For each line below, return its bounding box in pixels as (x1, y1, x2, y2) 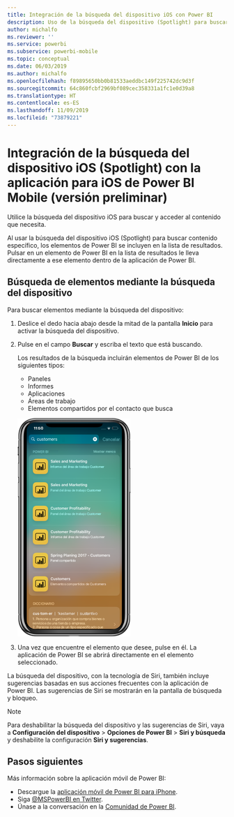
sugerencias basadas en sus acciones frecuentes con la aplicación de (7, 679, 209, 687)
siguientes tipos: (17, 361, 65, 369)
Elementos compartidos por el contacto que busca (27, 404, 173, 412)
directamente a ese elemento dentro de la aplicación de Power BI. (7, 255, 196, 264)
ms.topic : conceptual (7, 56, 70, 63)
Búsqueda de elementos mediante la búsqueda (7, 276, 216, 288)
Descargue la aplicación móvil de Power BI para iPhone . (17, 788, 178, 796)
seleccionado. (17, 658, 58, 666)
